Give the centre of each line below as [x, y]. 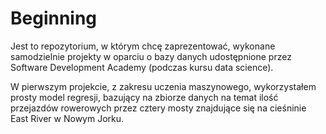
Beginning [54, 18]
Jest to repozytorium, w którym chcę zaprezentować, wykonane [143, 46]
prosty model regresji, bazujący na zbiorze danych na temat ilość [144, 97]
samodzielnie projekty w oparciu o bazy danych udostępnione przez [151, 56]
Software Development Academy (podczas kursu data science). [142, 67]
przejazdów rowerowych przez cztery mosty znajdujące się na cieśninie [158, 108]
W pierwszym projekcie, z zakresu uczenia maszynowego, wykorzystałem [163, 86]
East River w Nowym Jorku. [67, 118]
